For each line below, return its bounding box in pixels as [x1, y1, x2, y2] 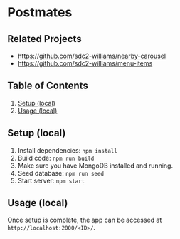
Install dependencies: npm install [17, 146, 117, 154]
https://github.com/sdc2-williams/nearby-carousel [17, 51, 166, 60]
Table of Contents [7, 80, 89, 92]
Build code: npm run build [17, 153, 95, 162]
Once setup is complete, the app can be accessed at [7, 215, 162, 225]
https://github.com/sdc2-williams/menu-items [17, 59, 153, 68]
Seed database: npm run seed [17, 168, 105, 177]
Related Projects [7, 33, 82, 45]
